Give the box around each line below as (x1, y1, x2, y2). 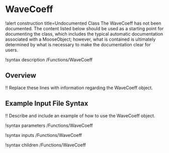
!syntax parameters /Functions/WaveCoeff (5, 122, 93, 128)
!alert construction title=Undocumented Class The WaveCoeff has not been (5, 20, 161, 26)
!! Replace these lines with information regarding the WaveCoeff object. (5, 85, 153, 91)
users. (5, 47, 19, 53)
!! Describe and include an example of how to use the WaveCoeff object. (5, 112, 155, 119)
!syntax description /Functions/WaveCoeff (5, 56, 93, 62)
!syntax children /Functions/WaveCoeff (5, 142, 87, 148)
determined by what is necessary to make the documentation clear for (5, 41, 151, 47)
